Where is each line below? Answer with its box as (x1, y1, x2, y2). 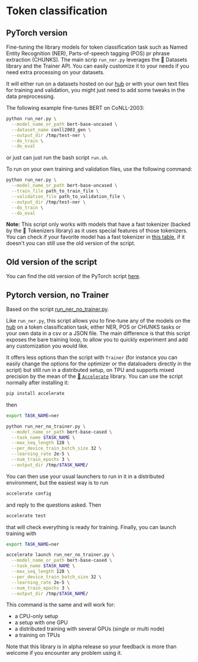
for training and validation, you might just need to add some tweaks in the (6, 87, 185, 93)
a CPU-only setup (14, 613, 59, 620)
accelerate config (6, 491, 51, 496)
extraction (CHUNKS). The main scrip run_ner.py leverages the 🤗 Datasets (6, 56, 187, 63)
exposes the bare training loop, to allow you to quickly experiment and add (6, 336, 188, 343)
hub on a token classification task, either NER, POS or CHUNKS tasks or (6, 323, 181, 330)
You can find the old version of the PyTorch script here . (6, 273, 141, 280)
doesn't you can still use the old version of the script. (6, 240, 136, 247)
